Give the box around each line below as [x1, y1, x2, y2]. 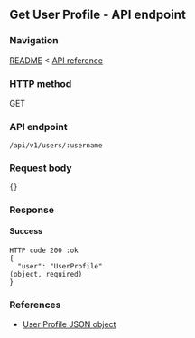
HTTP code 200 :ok [9, 246, 79, 255]
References [9, 298, 61, 311]
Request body [9, 162, 72, 174]
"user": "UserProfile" [17, 261, 103, 270]
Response [9, 203, 54, 216]
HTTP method [9, 77, 72, 89]
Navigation [9, 34, 59, 47]
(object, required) [9, 269, 83, 278]
